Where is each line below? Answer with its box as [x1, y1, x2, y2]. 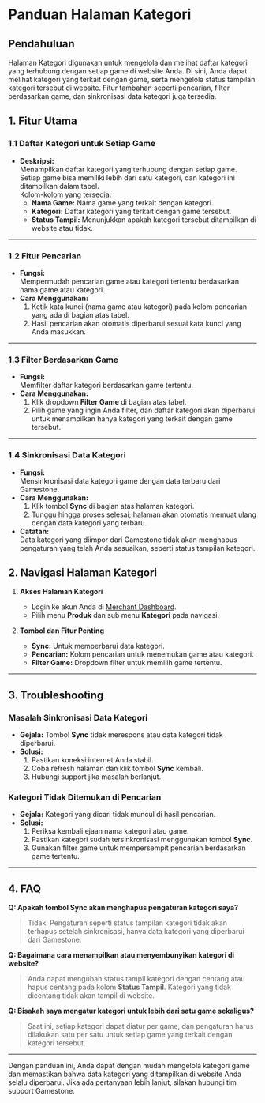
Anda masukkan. [31, 326, 87, 337]
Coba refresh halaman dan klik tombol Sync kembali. [31, 764, 203, 774]
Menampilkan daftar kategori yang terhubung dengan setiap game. [19, 164, 238, 174]
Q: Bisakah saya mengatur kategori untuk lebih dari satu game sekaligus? [8, 1006, 255, 1016]
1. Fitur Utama [8, 115, 77, 128]
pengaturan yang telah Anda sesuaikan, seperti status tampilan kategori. [19, 543, 256, 552]
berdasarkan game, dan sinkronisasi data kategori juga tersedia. [8, 92, 217, 100]
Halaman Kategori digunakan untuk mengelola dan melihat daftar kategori [8, 58, 248, 67]
